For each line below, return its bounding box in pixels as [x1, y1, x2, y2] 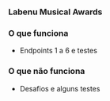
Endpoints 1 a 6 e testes [19, 46, 97, 56]
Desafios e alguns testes [19, 84, 101, 93]
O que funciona [8, 27, 69, 38]
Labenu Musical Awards [8, 6, 103, 17]
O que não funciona [8, 66, 85, 77]
